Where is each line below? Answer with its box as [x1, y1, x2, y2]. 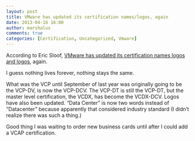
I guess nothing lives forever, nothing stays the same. [6, 70, 134, 76]
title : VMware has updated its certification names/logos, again [6, 14, 168, 20]
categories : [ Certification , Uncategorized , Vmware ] [6, 36, 137, 42]
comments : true [6, 30, 43, 36]
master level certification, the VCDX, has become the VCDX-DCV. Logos [6, 93, 179, 100]
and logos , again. [6, 58, 48, 65]
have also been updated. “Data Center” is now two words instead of [6, 99, 169, 106]
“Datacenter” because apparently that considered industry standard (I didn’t [6, 106, 189, 112]
